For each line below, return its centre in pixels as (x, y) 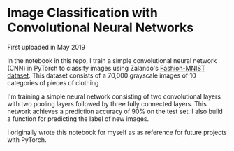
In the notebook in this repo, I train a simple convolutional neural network (112, 60)
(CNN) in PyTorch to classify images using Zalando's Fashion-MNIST (106, 68)
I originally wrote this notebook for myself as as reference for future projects (117, 132)
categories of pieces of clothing (53, 82)
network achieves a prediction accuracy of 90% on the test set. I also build (115, 111)
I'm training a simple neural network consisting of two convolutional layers (114, 96)
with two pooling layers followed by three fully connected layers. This (107, 103)
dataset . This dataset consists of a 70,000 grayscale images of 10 (102, 75)
